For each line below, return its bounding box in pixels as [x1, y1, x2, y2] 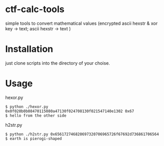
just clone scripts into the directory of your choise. [5, 60, 110, 66]
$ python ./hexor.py [5, 104, 49, 109]
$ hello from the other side [5, 113, 67, 118]
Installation [5, 43, 53, 55]
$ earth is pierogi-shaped [5, 136, 62, 141]
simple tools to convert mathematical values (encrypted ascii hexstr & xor [5, 20, 158, 26]
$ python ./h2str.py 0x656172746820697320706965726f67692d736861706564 [5, 131, 159, 137]
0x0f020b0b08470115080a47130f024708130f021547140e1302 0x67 [5, 109, 135, 114]
